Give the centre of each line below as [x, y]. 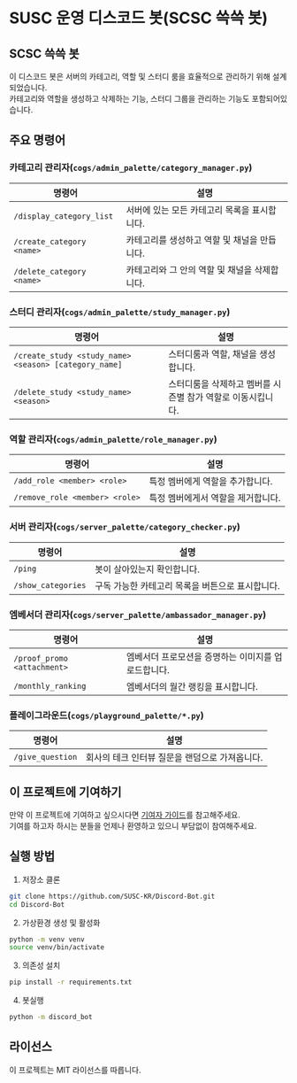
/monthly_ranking [50, 686]
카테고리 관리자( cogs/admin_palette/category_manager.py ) [131, 167]
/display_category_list [64, 216]
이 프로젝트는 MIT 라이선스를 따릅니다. [75, 1070]
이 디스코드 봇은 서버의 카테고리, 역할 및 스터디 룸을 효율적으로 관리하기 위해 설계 [148, 77]
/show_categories [50, 585]
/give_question [46, 757]
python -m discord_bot [51, 1017]
